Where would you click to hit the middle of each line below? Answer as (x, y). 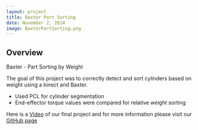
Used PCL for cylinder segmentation (59, 97)
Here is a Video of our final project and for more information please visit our (99, 114)
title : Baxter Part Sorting (41, 17)
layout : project (26, 12)
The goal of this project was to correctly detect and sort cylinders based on (99, 79)
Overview (25, 52)
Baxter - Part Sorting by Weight (45, 67)
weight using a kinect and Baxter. (47, 85)
